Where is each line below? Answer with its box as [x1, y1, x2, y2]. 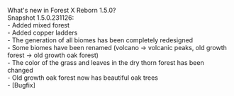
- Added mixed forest [7, 21, 69, 29]
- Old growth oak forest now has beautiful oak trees [7, 73, 158, 82]
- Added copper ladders [7, 28, 78, 37]
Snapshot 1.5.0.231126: [7, 13, 74, 22]
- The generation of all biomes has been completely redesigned [7, 36, 194, 44]
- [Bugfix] [7, 81, 35, 89]
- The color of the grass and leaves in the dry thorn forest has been [7, 59, 204, 66]
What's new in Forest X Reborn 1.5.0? [7, 6, 116, 14]
